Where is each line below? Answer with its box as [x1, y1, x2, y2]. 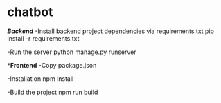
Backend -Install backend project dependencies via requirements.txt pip [7, 27, 215, 35]
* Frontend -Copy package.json [7, 61, 97, 69]
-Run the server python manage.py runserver [7, 48, 136, 56]
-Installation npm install [7, 74, 74, 83]
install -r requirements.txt [7, 34, 80, 42]
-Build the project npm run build [7, 88, 98, 96]
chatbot [7, 4, 53, 20]
